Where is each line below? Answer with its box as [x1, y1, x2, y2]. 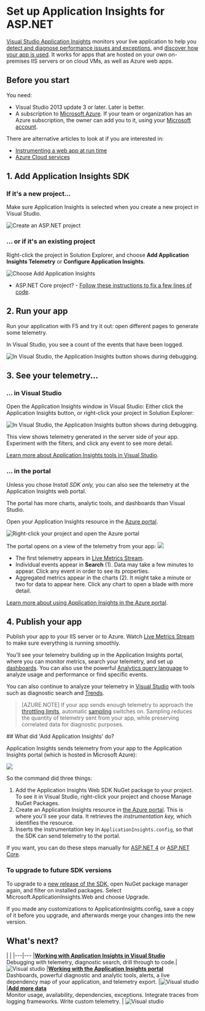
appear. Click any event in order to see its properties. [15, 567, 150, 575]
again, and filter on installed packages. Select [6, 886, 122, 894]
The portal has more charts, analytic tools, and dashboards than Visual [6, 499, 185, 506]
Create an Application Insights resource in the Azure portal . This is [15, 806, 184, 814]
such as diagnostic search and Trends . [6, 690, 104, 697]
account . [15, 123, 38, 130]
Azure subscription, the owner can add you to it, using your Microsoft [15, 116, 191, 124]
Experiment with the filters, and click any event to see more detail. [6, 439, 174, 447]
